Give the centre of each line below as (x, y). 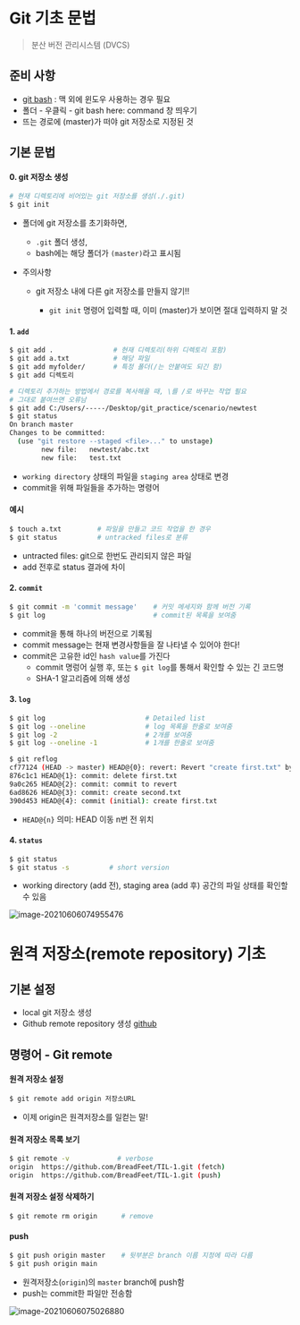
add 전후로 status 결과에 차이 (74, 567)
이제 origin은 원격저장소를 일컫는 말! (85, 1116)
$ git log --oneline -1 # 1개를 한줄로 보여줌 (112, 743)
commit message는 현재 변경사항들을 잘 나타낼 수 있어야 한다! (131, 645)
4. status (26, 840)
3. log (20, 699)
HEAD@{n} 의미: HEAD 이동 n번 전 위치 (88, 819)
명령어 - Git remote (61, 1054)
